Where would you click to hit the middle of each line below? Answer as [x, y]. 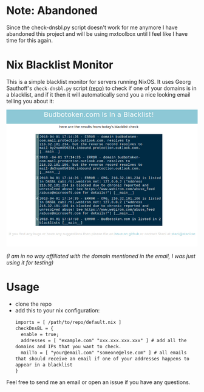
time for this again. [30, 40]
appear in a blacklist [44, 365]
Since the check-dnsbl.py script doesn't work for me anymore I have [92, 27]
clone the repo [33, 304]
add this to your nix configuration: [57, 311]
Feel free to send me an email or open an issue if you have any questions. [98, 382]
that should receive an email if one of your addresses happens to [102, 359]
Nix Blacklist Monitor [60, 65]
